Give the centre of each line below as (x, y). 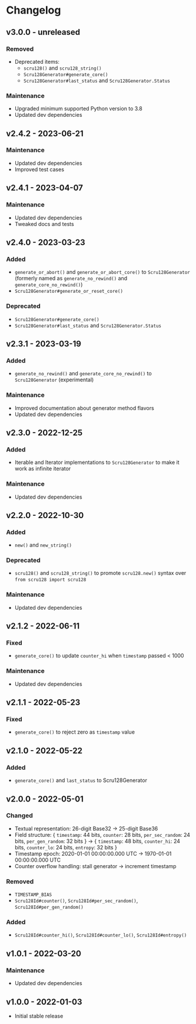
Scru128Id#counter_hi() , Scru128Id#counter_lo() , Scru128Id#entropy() (101, 935)
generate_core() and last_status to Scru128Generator (81, 780)
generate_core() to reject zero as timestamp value (75, 732)
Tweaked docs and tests (44, 224)
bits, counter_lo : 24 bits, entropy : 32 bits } (66, 847)
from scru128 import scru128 (50, 580)
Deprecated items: (37, 61)
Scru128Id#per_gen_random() (49, 907)
